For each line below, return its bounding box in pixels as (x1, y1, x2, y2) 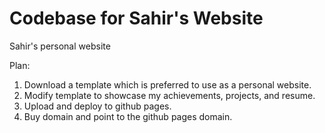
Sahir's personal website (9, 40, 111, 52)
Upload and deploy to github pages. (23, 100, 172, 112)
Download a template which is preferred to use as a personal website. (23, 78, 312, 91)
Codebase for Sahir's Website (9, 7, 264, 30)
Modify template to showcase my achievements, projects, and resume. (23, 89, 316, 101)
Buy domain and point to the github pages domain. (23, 110, 233, 122)
